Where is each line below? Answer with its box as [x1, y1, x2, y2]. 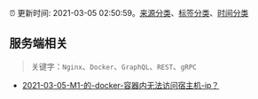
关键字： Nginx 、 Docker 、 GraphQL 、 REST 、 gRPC [30, 61, 197, 72]
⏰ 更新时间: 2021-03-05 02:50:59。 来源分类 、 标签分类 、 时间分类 [9, 8, 249, 18]
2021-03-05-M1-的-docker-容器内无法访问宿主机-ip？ [21, 80, 220, 90]
